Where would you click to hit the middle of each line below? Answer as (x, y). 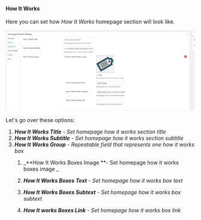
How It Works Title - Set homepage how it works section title (90, 132)
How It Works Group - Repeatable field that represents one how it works (104, 145)
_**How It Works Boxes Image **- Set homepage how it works (101, 163)
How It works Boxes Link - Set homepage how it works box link (102, 210)
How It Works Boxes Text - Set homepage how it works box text (103, 181)
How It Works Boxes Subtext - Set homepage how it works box (102, 192)
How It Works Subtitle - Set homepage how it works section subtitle (99, 138)
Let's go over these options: (40, 120)
